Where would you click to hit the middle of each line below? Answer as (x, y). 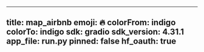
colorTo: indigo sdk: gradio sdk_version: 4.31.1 (95, 32)
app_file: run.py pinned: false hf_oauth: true (91, 42)
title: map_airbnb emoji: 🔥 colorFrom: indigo (91, 22)
